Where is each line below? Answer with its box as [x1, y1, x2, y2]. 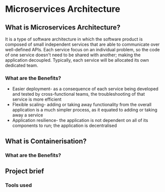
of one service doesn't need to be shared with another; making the [5, 52, 141, 58]
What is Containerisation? [5, 137, 87, 145]
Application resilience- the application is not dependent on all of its [12, 117, 149, 123]
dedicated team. [5, 63, 38, 68]
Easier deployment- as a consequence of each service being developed [12, 86, 159, 92]
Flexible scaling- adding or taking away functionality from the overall [12, 102, 152, 108]
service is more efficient [12, 96, 62, 102]
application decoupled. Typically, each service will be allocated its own [5, 57, 149, 63]
